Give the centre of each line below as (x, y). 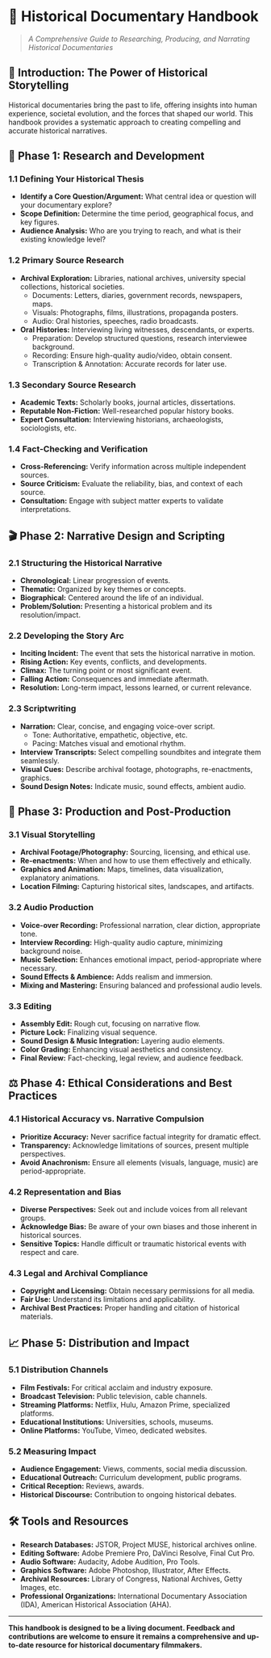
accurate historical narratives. (58, 130)
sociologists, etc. (48, 428)
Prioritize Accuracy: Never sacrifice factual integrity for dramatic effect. (140, 1136)
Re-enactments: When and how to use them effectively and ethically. (136, 861)
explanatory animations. (60, 878)
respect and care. (49, 1252)
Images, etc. (41, 1587)
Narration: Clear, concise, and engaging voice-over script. (117, 726)
